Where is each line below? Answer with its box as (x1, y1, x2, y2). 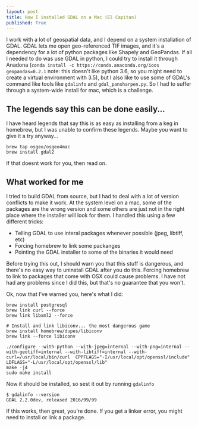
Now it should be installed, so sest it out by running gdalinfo (6, 381, 155, 387)
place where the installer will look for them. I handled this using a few (6, 212, 175, 219)
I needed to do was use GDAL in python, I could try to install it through (6, 55, 178, 63)
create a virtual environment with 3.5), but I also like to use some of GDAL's (6, 74, 190, 81)
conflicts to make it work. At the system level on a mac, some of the (6, 199, 172, 206)
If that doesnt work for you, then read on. (6, 160, 107, 167)
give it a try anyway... (6, 132, 58, 140)
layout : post (6, 8, 39, 15)
